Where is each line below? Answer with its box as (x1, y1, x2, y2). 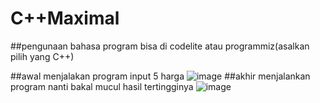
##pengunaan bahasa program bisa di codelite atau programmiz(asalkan (10, 40, 310, 52)
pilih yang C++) (10, 50, 75, 62)
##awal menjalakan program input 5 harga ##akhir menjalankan (10, 70, 311, 82)
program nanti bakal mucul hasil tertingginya (10, 80, 194, 92)
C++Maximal (10, 7, 120, 30)
